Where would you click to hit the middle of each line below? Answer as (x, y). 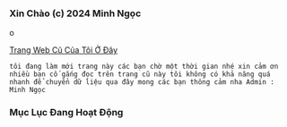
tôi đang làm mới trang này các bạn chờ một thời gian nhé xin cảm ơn (144, 67)
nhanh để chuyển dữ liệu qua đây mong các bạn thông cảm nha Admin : (142, 82)
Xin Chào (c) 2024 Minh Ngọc (75, 13)
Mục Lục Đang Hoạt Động (66, 113)
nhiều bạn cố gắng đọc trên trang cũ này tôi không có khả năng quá (140, 74)
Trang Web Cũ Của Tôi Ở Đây (64, 50)
